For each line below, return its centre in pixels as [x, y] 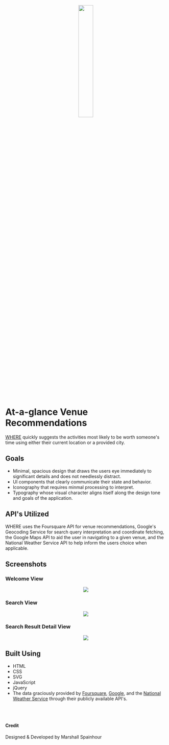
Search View [21, 603]
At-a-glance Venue [47, 412]
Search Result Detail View [38, 627]
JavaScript [24, 682]
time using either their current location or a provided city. [65, 443]
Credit [12, 726]
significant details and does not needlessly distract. [67, 476]
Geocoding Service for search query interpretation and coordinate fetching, [85, 532]
